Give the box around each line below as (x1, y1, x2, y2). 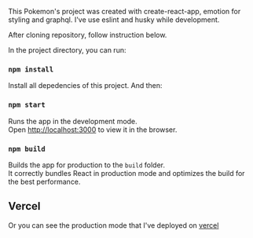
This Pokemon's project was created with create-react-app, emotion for (8, 7, 241, 16)
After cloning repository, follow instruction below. (8, 31, 167, 39)
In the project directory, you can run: (8, 46, 126, 54)
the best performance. (8, 177, 81, 186)
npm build (8, 145, 46, 153)
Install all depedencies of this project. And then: (8, 81, 163, 90)
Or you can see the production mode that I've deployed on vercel (8, 220, 219, 230)
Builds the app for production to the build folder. (8, 160, 166, 170)
